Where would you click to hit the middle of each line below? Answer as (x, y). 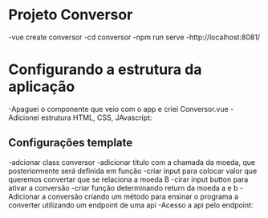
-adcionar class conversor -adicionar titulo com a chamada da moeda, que (132, 162)
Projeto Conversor (71, 15)
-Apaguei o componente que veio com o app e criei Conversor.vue (118, 109)
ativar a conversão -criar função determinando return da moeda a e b (123, 187)
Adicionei (24, 117)
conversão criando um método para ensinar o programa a (143, 196)
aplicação (42, 87)
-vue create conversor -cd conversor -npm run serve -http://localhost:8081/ (134, 37)
